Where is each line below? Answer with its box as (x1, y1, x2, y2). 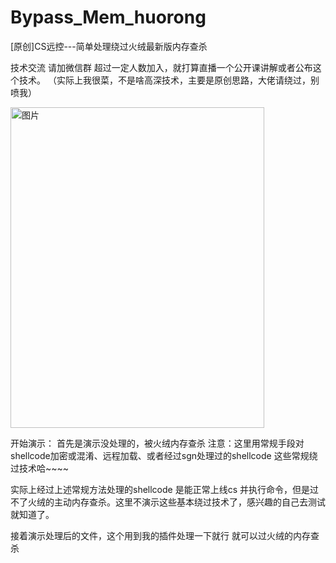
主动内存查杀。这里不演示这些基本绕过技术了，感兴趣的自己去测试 (53, 496, 326, 508)
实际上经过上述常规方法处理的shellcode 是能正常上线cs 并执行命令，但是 (10, 483, 310, 495)
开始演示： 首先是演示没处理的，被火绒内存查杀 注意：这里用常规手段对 (10, 437, 305, 449)
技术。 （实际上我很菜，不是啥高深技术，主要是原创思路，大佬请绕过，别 (18, 74, 320, 86)
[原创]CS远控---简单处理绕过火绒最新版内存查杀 (10, 40, 208, 52)
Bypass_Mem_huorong (10, 6, 207, 29)
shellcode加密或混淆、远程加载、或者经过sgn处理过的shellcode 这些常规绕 (10, 449, 318, 461)
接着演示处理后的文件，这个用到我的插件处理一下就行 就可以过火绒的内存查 (10, 529, 320, 541)
